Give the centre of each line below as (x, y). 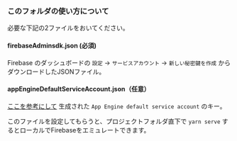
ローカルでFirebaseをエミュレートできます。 (85, 130)
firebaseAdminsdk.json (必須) (52, 45)
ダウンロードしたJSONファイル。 (56, 72)
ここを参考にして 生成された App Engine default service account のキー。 (117, 106)
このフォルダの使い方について (58, 11)
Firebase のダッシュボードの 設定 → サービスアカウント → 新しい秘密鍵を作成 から (119, 62)
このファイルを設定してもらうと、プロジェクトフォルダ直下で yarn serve (114, 121)
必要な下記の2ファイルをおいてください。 (68, 28)
